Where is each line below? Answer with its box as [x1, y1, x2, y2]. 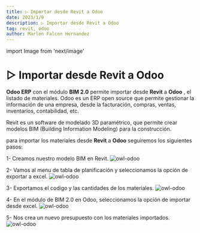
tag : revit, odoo [6, 25, 50, 32]
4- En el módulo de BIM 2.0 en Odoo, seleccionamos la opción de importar [6, 196, 191, 204]
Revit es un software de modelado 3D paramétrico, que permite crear [6, 119, 178, 126]
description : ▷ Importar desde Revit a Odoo [6, 20, 119, 26]
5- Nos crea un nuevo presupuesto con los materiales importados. [6, 214, 170, 222]
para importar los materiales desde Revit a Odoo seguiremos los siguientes [6, 137, 193, 144]
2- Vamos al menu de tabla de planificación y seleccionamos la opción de [6, 167, 189, 174]
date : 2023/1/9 [6, 14, 44, 20]
